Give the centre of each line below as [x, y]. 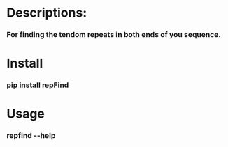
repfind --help [31, 136]
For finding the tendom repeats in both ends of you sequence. [114, 35]
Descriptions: [47, 13]
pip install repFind [38, 85]
